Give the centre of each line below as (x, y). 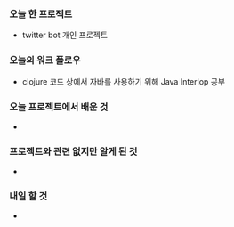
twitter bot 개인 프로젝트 (65, 35)
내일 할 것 (28, 196)
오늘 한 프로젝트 (41, 13)
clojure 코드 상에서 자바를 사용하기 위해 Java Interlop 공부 (123, 81)
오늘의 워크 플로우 (45, 61)
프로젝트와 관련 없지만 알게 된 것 (73, 151)
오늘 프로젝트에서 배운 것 (59, 107)
